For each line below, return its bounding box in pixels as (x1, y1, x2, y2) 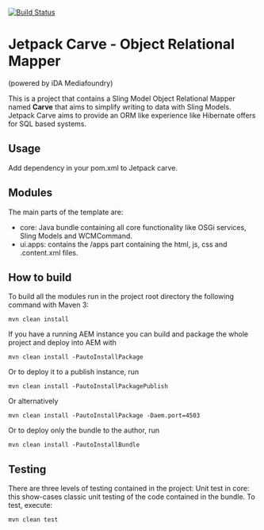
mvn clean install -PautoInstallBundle (8, 441, 140, 449)
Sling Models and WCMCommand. (19, 231, 133, 240)
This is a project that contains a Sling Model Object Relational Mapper (8, 94, 235, 103)
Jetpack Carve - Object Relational (8, 36, 235, 53)
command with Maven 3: (8, 300, 90, 309)
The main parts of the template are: (8, 207, 124, 217)
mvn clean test (8, 516, 59, 524)
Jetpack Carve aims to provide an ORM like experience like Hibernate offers (8, 110, 256, 120)
